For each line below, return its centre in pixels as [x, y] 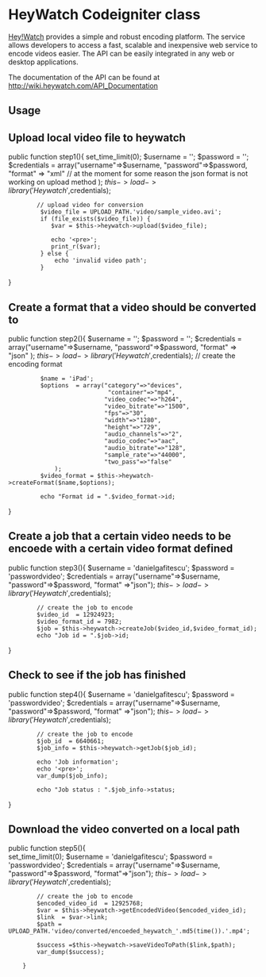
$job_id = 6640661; [71, 741]
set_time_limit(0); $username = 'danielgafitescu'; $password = [111, 857]
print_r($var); [76, 247]
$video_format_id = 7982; [80, 621]
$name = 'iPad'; [67, 379]
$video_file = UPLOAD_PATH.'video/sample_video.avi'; [131, 212]
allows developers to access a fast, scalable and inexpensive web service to [133, 44]
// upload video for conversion [91, 205]
